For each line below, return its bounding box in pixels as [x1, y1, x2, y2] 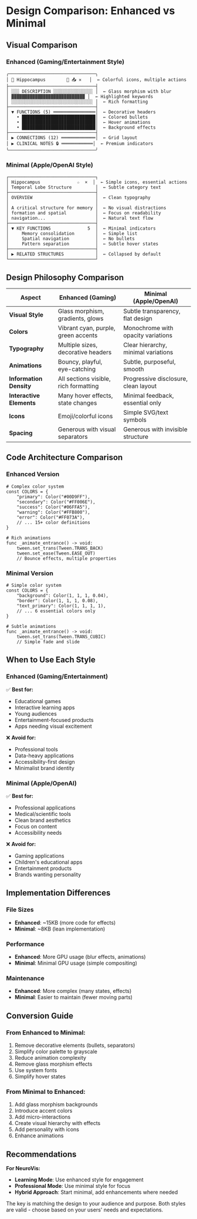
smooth [123, 365, 144, 373]
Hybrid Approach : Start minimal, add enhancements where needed [14, 1188, 178, 1196]
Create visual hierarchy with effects [14, 1120, 101, 1127]
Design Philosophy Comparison [6, 272, 124, 283]
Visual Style [9, 310, 44, 318]
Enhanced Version [6, 470, 60, 478]
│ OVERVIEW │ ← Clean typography [6, 195, 151, 201]
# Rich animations [6, 535, 51, 541]
